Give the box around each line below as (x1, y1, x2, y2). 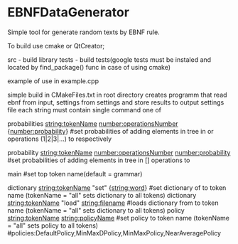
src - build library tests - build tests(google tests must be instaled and (7, 55, 212, 64)
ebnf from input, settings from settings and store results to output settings (7, 97, 225, 107)
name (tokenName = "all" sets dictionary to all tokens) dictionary (7, 191, 197, 199)
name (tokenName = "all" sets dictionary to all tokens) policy (7, 206, 185, 214)
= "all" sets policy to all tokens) (7, 221, 98, 230)
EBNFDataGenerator (7, 4, 130, 21)
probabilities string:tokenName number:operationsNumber (7, 119, 179, 128)
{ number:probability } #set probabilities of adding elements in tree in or (7, 127, 215, 135)
